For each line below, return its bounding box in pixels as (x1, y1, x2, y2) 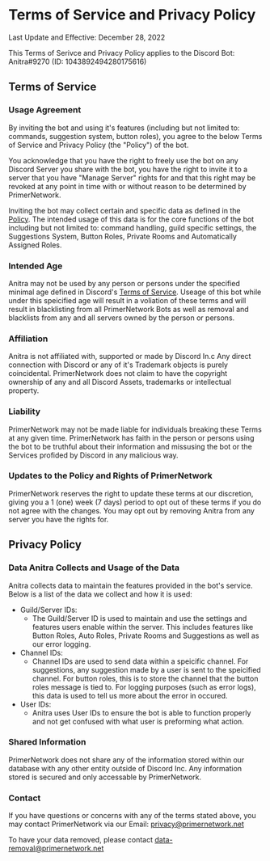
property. (8, 386, 40, 395)
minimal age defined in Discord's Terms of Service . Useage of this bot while (8, 287, 262, 297)
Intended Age (8, 260, 63, 272)
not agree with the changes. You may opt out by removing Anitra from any (8, 505, 255, 515)
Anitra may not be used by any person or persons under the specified (8, 278, 240, 288)
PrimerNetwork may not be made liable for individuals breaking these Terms (8, 424, 263, 434)
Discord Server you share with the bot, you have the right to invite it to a (8, 164, 248, 174)
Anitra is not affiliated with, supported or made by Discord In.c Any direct (8, 352, 251, 361)
